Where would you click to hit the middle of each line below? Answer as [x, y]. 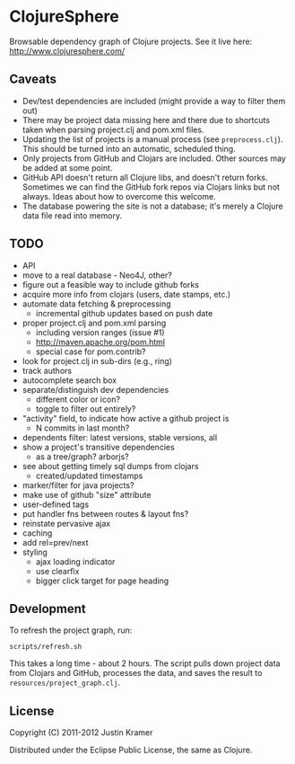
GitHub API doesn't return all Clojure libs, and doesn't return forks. [145, 177]
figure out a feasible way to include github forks [111, 284]
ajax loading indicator [75, 561]
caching [37, 533]
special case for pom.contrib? [91, 351]
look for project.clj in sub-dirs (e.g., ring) [97, 360]
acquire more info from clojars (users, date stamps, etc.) [126, 294]
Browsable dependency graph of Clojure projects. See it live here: [131, 41]
